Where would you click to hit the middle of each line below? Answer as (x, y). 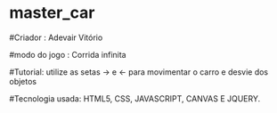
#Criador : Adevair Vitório (56, 37)
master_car (52, 13)
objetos (23, 81)
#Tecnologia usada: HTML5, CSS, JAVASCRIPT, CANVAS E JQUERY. (135, 98)
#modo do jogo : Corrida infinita (68, 54)
